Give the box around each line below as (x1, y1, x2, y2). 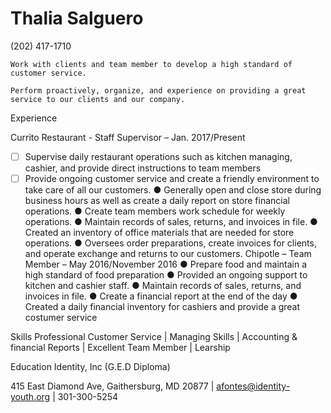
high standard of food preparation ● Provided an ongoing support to (24, 269, 308, 281)
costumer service (24, 312, 98, 324)
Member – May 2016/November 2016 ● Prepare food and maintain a (24, 258, 308, 271)
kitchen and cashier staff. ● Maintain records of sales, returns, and (24, 280, 302, 292)
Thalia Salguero (10, 7, 144, 30)
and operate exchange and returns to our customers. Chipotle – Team (24, 248, 312, 260)
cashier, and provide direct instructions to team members (24, 162, 262, 174)
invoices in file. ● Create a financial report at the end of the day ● (24, 290, 298, 302)
